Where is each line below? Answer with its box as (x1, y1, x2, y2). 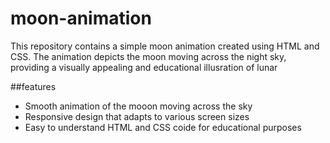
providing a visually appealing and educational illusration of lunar (10, 61, 278, 73)
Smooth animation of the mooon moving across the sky (24, 100, 253, 112)
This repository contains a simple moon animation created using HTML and (10, 40, 320, 52)
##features (10, 80, 57, 92)
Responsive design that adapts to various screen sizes (24, 110, 250, 122)
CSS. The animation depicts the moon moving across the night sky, (10, 50, 287, 62)
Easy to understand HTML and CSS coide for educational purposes (24, 121, 302, 133)
